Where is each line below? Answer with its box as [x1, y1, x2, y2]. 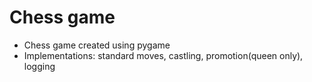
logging [23, 60, 56, 72]
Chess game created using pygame [23, 39, 171, 51]
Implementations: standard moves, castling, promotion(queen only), [23, 49, 304, 61]
